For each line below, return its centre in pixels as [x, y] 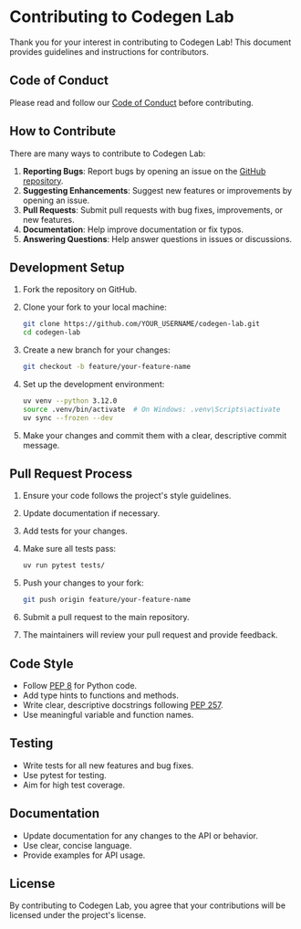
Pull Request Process [71, 474]
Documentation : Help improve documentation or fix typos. [133, 229]
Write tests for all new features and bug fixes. [108, 765]
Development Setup [67, 267]
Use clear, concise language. [77, 845]
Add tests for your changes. [75, 531]
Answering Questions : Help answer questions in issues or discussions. [157, 238]
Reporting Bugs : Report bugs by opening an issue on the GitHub [144, 171]
